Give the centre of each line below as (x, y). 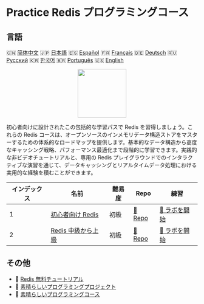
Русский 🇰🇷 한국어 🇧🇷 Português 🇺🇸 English (65, 60)
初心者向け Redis (75, 215)
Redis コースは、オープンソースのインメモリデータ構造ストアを (103, 135)
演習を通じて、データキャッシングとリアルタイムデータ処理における (112, 165)
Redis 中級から (72, 230)
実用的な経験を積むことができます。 (51, 173)
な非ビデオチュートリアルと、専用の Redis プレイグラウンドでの (87, 157)
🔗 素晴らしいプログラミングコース (57, 294)
